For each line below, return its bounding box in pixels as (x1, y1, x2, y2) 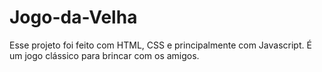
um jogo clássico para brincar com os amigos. (9, 49, 200, 61)
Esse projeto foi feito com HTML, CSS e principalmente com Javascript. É (9, 39, 312, 51)
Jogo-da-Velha (9, 6, 138, 29)
